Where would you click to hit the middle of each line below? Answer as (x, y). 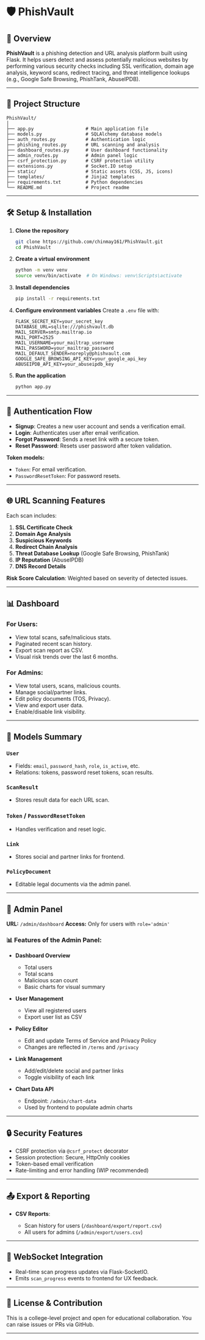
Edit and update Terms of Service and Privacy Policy (90, 1041)
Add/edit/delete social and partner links (74, 1071)
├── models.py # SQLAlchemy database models (85, 134)
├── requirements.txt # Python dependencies (75, 182)
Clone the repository (42, 230)
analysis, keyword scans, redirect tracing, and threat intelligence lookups (98, 73)
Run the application (40, 375)
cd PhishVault (33, 247)
